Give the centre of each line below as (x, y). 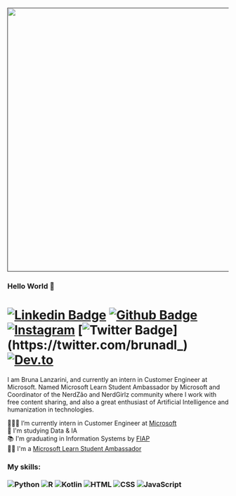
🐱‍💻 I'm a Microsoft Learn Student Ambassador (74, 448)
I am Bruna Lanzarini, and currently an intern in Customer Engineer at (107, 379)
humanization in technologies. (51, 409)
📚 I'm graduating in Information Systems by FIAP (79, 438)
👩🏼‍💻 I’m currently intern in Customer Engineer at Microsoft (92, 423)
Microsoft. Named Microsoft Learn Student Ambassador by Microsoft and (114, 387)
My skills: (24, 466)
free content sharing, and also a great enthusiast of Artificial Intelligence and (118, 402)
